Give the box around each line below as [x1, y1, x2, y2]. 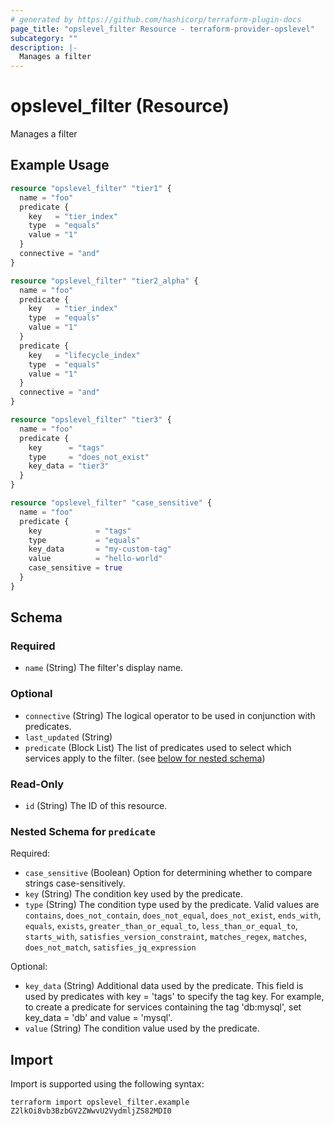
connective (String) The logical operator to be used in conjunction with [24, 709, 316, 721]
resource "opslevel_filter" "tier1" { [10, 183, 172, 193]
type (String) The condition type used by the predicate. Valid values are [24, 899, 320, 911]
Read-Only [10, 777, 65, 791]
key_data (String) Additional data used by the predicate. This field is [24, 980, 304, 992]
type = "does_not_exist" [28, 452, 150, 462]
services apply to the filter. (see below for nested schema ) [24, 752, 266, 764]
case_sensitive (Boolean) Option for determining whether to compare [24, 867, 313, 879]
